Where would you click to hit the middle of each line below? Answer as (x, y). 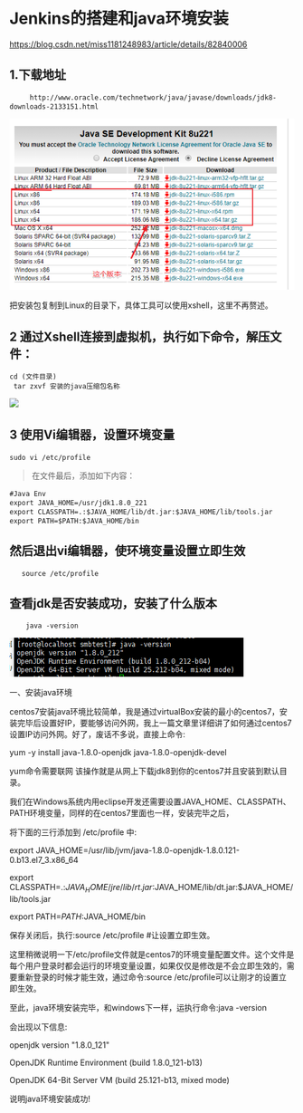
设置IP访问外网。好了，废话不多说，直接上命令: (97, 734)
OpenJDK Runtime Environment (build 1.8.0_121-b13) (106, 1063)
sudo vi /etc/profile (50, 457)
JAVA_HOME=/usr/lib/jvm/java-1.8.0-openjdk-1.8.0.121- (137, 850)
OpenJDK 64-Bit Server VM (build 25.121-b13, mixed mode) (120, 1080)
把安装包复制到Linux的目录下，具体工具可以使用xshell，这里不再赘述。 (141, 305)
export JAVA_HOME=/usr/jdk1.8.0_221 (78, 503)
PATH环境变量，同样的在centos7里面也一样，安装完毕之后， (122, 813)
